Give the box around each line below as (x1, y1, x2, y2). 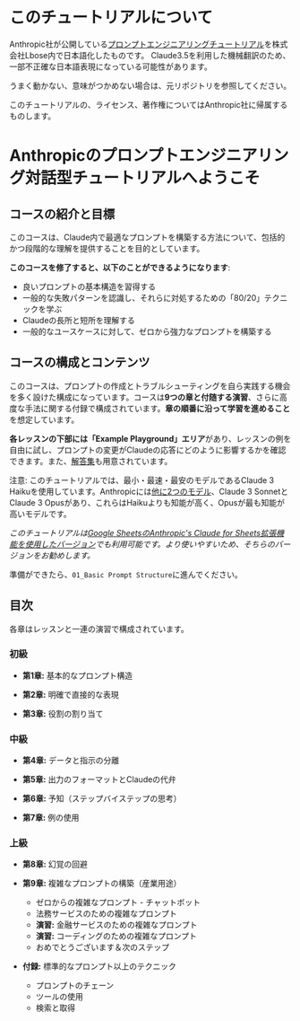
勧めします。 (47, 550, 96, 560)
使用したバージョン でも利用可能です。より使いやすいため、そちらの (24, 539, 276, 550)
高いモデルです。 (9, 508, 72, 519)
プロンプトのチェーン (35, 980, 115, 991)
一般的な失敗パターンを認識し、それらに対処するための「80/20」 (21, 292, 265, 303)
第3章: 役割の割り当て (21, 708, 104, 718)
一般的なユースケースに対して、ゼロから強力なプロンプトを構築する (21, 326, 272, 337)
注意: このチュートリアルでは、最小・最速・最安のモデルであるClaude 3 (9, 474, 275, 485)
